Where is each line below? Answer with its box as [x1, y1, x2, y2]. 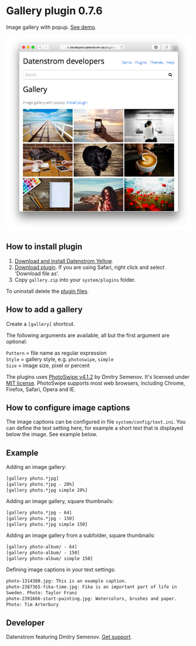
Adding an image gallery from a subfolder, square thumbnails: [6, 532, 156, 539]
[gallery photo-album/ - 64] [6, 544, 77, 550]
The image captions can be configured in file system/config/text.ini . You [6, 418, 186, 425]
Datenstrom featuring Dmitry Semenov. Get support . [6, 633, 133, 640]
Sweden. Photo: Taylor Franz [6, 590, 77, 596]
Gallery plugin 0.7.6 [6, 4, 103, 18]
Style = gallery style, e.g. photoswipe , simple [6, 355, 114, 362]
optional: [6, 338, 28, 345]
